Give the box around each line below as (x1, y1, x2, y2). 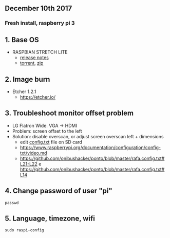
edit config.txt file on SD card (20, 139, 83, 145)
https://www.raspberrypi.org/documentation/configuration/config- (20, 144, 161, 151)
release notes (20, 54, 49, 61)
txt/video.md (20, 150, 47, 156)
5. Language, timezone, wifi (5, 214, 96, 223)
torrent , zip (20, 60, 44, 66)
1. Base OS (5, 35, 39, 44)
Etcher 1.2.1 (12, 88, 36, 95)
